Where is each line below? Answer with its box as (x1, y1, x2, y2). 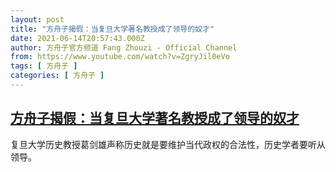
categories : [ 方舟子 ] (10, 71, 105, 81)
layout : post (10, 14, 65, 25)
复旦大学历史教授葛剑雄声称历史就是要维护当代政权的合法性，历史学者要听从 (10, 138, 326, 150)
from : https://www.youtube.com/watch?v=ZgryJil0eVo (10, 52, 230, 62)
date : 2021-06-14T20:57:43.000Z (10, 33, 145, 43)
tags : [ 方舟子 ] (10, 61, 78, 71)
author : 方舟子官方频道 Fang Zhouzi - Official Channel (10, 42, 238, 53)
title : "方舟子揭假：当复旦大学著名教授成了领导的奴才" (10, 24, 215, 34)
